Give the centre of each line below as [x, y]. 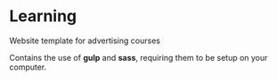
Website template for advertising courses [85, 40]
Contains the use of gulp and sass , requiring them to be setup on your [138, 57]
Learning [43, 16]
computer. [28, 67]
